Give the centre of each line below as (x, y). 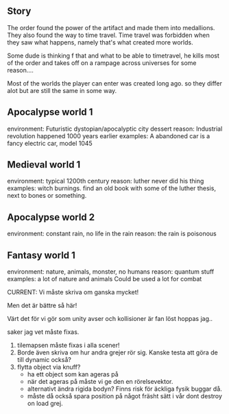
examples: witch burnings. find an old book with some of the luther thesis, (111, 188)
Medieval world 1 (44, 165)
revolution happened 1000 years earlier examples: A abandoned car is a (109, 135)
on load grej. (45, 404)
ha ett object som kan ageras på (73, 374)
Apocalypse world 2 (51, 217)
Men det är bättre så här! (42, 306)
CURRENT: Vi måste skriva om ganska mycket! (73, 292)
